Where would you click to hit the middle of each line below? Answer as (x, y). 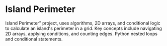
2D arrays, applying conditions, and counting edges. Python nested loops (81, 33)
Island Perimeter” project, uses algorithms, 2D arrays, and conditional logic (83, 23)
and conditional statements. (34, 39)
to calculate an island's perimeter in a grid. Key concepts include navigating (83, 28)
